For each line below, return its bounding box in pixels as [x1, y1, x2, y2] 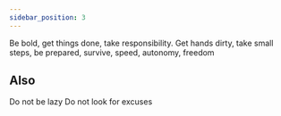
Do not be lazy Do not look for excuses [9, 96, 153, 107]
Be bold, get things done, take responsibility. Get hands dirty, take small [9, 37, 274, 48]
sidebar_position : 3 [9, 12, 87, 22]
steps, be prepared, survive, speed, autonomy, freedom [9, 46, 215, 58]
